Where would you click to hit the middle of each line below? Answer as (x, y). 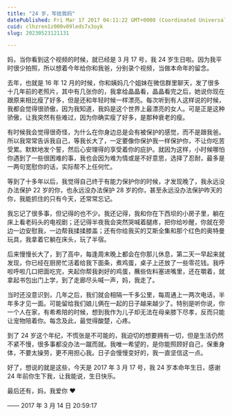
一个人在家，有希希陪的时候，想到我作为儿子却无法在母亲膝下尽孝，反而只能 (116, 312)
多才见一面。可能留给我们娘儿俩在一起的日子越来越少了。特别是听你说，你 (119, 304)
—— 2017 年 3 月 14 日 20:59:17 (52, 406)
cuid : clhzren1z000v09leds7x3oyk (55, 26)
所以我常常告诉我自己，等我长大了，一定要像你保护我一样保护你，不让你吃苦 (116, 141)
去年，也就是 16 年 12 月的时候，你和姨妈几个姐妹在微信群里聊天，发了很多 (114, 83)
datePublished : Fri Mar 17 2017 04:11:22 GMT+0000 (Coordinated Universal (117, 20)
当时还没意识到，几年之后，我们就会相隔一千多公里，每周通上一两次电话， (113, 295)
